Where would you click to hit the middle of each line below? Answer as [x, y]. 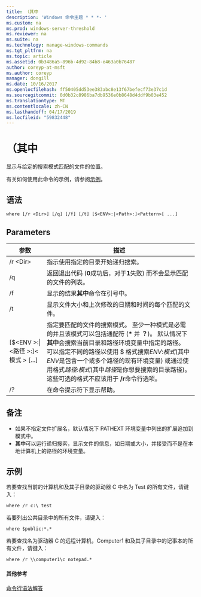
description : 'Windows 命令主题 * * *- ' [57, 17]
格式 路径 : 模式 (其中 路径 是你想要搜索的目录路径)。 [122, 370]
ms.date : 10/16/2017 [32, 84]
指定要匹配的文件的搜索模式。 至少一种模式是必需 [117, 325]
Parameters [28, 232]
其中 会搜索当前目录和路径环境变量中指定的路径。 [116, 343]
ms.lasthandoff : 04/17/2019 [41, 112]
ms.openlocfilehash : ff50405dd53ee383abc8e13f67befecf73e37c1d [87, 90]
